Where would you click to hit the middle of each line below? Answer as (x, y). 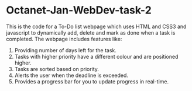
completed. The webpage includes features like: (64, 39)
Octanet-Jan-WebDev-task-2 (79, 10)
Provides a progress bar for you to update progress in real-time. (92, 81)
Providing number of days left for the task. (66, 50)
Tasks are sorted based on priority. (57, 69)
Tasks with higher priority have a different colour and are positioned (96, 56)
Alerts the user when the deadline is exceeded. (71, 75)
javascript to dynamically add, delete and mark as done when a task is (91, 32)
